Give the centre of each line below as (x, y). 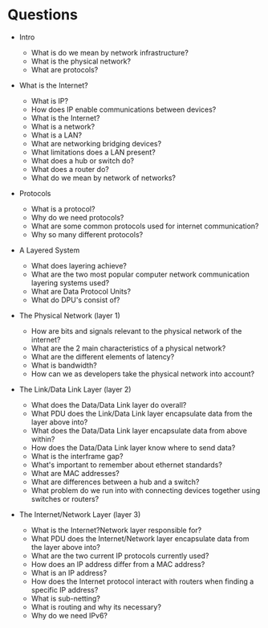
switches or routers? (65, 499)
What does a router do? (70, 169)
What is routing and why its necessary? (96, 607)
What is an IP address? (69, 573)
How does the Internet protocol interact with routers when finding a (142, 581)
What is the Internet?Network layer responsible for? (116, 530)
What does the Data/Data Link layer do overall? (109, 404)
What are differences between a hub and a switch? (115, 482)
